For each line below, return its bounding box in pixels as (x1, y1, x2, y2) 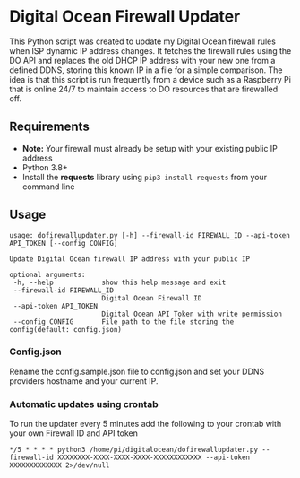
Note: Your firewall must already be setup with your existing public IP (21, 143, 278, 153)
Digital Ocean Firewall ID (101, 293, 202, 302)
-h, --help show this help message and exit (13, 278, 227, 287)
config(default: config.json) (9, 325, 123, 334)
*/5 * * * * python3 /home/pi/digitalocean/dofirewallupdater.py (9, 446, 258, 455)
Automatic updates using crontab (9, 397, 159, 410)
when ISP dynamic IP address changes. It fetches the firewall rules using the (9, 45, 292, 56)
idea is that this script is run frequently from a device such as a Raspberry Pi (9, 74, 291, 84)
